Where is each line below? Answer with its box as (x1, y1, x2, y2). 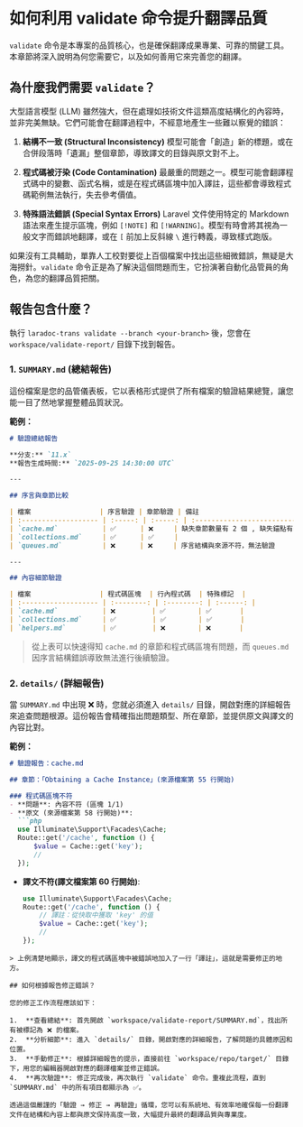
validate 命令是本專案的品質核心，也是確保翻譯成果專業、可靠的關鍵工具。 (9, 40, 289, 51)
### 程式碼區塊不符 (9, 791, 73, 800)
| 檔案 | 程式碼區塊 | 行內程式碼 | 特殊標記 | (9, 590, 246, 599)
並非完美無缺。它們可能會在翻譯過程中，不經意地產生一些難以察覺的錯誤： (9, 116, 286, 127)
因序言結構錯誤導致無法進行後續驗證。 (31, 651, 174, 663)
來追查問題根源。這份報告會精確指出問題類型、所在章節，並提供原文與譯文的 (9, 710, 294, 722)
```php (17, 817, 42, 826)
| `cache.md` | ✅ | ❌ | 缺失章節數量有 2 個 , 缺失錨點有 (9, 524, 294, 533)
